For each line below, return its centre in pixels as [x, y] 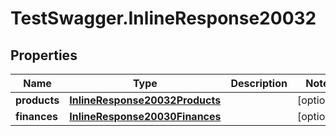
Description [259, 83]
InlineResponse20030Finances [145, 116]
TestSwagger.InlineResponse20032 [163, 18]
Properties [44, 55]
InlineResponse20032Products [145, 100]
